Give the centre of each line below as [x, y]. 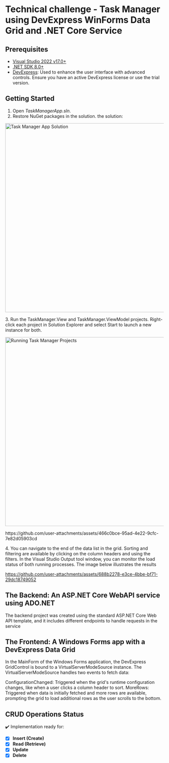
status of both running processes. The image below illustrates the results [81, 564]
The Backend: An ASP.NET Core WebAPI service [83, 595]
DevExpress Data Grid [40, 650]
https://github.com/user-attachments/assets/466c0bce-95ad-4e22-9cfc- [82, 533]
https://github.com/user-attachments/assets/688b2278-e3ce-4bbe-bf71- [81, 574]
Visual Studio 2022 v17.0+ [39, 61]
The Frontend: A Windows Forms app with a [75, 642]
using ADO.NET [30, 603]
